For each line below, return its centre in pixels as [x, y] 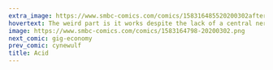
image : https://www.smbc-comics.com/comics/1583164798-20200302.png [127, 31]
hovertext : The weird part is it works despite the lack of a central [130, 23]
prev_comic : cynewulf [45, 46]
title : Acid [28, 53]
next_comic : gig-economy [50, 38]
